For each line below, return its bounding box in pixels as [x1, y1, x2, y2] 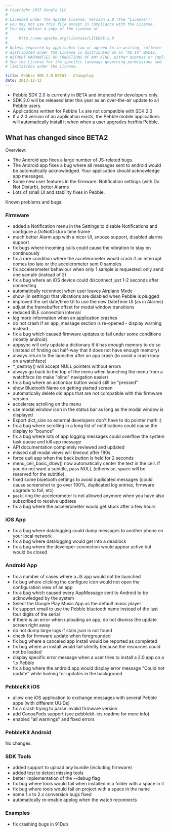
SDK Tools [5, 753, 31, 760]
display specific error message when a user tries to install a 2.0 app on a [12, 654, 164, 660]
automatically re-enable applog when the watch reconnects [12, 797, 138, 803]
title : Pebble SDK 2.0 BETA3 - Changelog [5, 73, 94, 79]
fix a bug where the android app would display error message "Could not [12, 665, 165, 671]
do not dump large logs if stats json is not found [12, 627, 112, 633]
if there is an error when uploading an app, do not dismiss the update [12, 616, 157, 622]
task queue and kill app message [12, 438, 81, 444]
